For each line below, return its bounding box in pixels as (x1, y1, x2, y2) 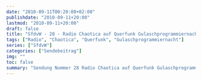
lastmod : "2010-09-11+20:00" (6, 20, 79, 26)
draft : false (6, 25, 39, 32)
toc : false (6, 59, 34, 65)
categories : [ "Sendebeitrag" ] (6, 48, 82, 54)
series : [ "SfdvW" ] (6, 43, 52, 49)
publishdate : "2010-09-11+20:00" (6, 14, 90, 20)
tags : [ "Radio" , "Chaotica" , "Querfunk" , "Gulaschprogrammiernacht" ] (6, 37, 185, 43)
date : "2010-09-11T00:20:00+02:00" (6, 8, 96, 15)
